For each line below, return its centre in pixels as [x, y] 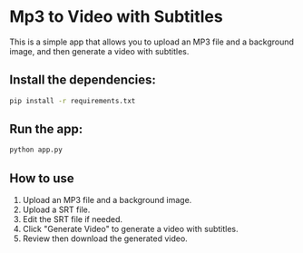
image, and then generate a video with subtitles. [99, 51]
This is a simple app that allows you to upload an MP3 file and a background [152, 42]
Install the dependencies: [83, 80]
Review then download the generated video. [105, 238]
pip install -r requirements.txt [73, 101]
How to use [42, 178]
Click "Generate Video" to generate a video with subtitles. [130, 229]
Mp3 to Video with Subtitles [117, 17]
